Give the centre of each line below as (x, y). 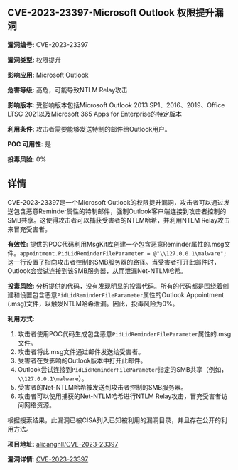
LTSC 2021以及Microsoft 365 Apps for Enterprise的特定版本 (95, 114)
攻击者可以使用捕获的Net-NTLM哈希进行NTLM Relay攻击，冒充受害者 (119, 396)
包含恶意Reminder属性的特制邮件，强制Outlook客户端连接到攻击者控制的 (120, 211)
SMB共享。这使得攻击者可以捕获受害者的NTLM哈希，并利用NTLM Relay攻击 (119, 220)
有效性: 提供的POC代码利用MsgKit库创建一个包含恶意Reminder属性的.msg (116, 244)
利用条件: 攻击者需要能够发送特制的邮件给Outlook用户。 (90, 129)
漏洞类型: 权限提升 (34, 60)
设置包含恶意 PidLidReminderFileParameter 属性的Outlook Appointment (122, 294)
